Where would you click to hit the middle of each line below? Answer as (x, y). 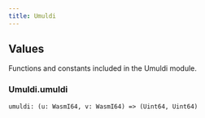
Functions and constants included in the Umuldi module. (103, 68)
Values (26, 49)
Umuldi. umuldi (38, 90)
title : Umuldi (33, 16)
